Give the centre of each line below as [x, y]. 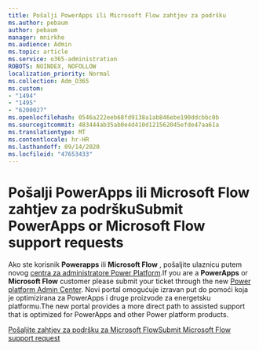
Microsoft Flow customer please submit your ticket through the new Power [129, 281]
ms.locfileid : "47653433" [50, 154]
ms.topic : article [38, 52]
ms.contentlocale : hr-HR [49, 139]
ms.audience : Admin [40, 45]
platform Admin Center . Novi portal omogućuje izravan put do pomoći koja [128, 290]
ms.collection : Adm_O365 [49, 81]
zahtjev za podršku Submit [96, 210]
